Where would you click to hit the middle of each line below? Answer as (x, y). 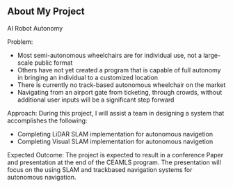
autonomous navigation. (42, 177)
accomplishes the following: (47, 120)
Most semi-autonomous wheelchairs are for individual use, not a (110, 55)
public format (54, 63)
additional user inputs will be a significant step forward (96, 100)
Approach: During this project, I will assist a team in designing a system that (116, 113)
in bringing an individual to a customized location (88, 77)
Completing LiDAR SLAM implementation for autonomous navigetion (115, 134)
